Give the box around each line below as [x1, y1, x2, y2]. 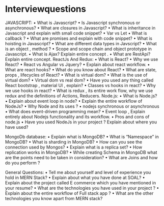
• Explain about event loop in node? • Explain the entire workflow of [5, 98, 142, 104]
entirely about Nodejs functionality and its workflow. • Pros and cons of [5, 114, 150, 119]
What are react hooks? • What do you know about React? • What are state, [5, 66, 157, 72]
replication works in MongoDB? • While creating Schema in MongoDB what [5, 149, 157, 155]
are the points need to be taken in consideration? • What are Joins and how [5, 154, 158, 160]
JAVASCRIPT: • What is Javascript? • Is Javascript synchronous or [5, 20, 140, 26]
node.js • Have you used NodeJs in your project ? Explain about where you [5, 119, 157, 125]
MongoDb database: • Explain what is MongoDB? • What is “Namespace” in [5, 134, 159, 140]
